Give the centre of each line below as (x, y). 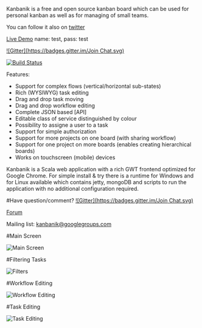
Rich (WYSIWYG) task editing (52, 93)
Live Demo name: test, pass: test (47, 39)
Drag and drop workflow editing (55, 105)
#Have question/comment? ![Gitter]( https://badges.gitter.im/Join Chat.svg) (100, 200)
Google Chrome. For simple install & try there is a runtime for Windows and (100, 176)
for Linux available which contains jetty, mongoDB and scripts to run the (96, 182)
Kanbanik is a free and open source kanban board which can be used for (98, 9)
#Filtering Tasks (26, 259)
